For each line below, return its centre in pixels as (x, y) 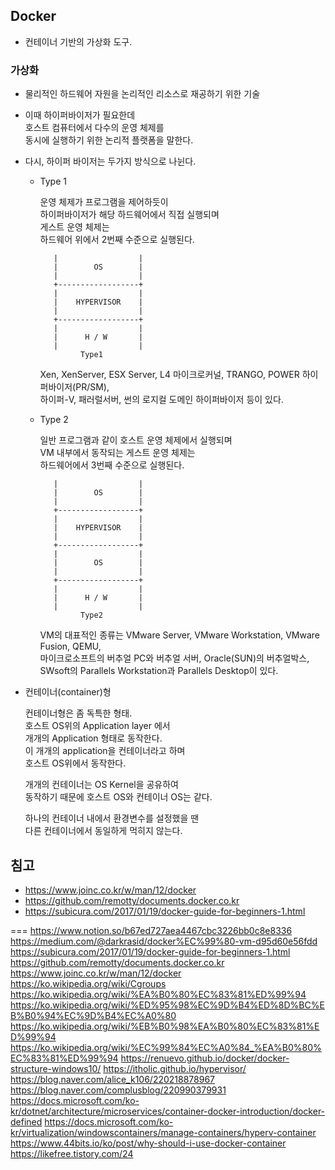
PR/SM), (92, 387)
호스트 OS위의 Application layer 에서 (97, 726)
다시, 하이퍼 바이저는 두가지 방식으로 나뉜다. (110, 161)
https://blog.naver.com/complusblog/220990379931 (118, 1090)
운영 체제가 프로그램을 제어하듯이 (104, 202)
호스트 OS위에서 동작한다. (75, 763)
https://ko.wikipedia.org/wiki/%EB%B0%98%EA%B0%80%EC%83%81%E (165, 1026)
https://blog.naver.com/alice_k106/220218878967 (113, 1079)
